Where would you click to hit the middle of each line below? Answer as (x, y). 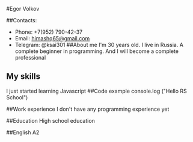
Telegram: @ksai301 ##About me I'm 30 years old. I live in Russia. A (99, 45)
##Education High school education (51, 120)
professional (30, 57)
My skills (23, 77)
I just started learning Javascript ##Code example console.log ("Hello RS (97, 91)
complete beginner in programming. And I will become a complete (97, 51)
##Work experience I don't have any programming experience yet (88, 109)
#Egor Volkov (23, 9)
